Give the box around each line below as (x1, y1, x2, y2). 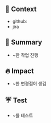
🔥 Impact (5, 67, 34, 75)
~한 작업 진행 (12, 52, 38, 58)
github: (12, 18, 27, 24)
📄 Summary (5, 38, 42, 46)
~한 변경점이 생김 (12, 80, 46, 86)
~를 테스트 (12, 112, 33, 118)
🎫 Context (5, 5, 36, 13)
